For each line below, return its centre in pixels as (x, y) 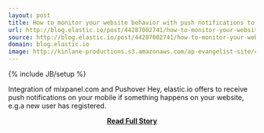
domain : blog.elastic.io (49, 45)
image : (19, 52)
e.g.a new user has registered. (57, 106)
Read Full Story (132, 121)
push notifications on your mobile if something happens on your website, (126, 97)
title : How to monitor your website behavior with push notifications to (132, 23)
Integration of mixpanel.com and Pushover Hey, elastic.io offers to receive (128, 89)
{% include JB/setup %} (47, 74)
